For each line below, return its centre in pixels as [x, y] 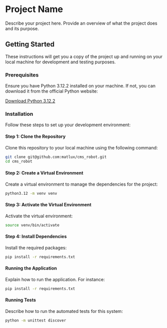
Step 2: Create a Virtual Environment [44, 173]
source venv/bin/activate [32, 225]
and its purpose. [22, 28]
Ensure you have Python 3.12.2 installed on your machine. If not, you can [80, 86]
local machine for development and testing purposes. [61, 62]
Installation [19, 114]
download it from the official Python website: [52, 91]
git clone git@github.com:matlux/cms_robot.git [56, 157]
